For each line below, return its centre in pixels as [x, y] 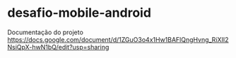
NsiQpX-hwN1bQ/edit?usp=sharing [58, 47]
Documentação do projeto [45, 32]
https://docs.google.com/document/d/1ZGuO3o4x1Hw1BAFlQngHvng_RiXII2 [118, 39]
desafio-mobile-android [79, 13]
